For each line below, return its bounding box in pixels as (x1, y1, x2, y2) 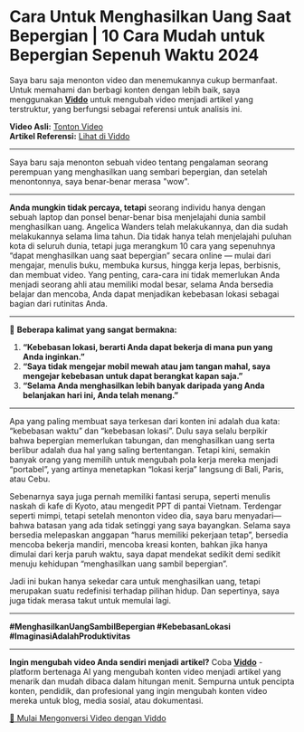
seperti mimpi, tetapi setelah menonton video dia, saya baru (9, 509, 233, 521)
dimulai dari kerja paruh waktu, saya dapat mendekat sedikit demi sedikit (9, 548, 280, 559)
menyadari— (233, 509, 282, 521)
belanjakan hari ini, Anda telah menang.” (22, 389, 179, 400)
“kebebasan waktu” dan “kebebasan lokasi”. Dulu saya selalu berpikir (9, 425, 269, 436)
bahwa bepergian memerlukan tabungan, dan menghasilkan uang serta (9, 434, 276, 445)
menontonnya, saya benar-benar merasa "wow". (9, 176, 190, 186)
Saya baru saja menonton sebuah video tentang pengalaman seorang (9, 157, 269, 167)
